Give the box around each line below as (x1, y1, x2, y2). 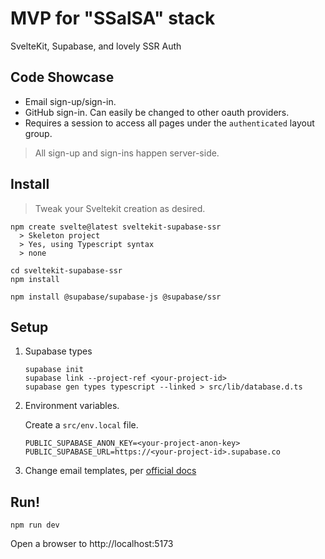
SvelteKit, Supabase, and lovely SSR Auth (10, 40, 182, 52)
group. (24, 127, 53, 139)
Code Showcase (10, 69, 115, 86)
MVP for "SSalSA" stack (10, 7, 216, 30)
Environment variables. (24, 400, 120, 412)
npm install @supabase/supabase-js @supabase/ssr (10, 292, 222, 302)
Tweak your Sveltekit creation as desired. (34, 202, 206, 214)
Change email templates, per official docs (24, 465, 197, 477)
